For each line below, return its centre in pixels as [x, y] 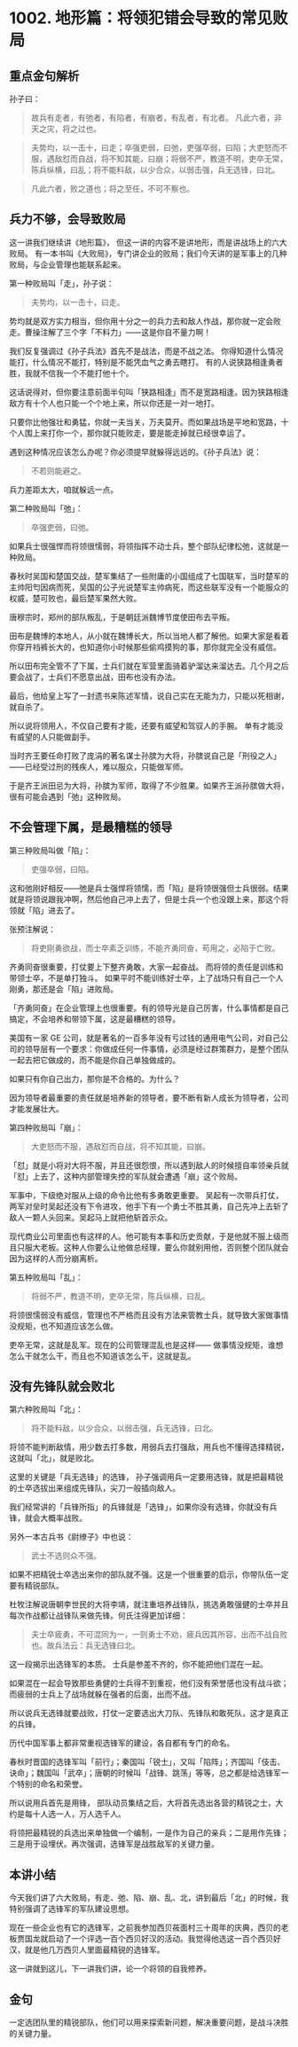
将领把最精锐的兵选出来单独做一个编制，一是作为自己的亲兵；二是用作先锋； [149, 1833]
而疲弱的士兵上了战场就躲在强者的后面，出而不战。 [102, 1694]
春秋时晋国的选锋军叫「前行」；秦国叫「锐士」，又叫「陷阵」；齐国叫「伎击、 [147, 1762]
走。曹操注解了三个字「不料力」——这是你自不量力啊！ [110, 332]
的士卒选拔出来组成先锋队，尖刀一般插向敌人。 [94, 1488]
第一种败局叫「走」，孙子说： [62, 283]
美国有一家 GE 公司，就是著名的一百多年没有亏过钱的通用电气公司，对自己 [145, 1038]
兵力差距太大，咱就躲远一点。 [63, 490]
